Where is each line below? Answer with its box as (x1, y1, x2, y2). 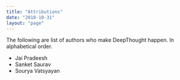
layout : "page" (6, 20, 44, 26)
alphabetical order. (6, 43, 53, 50)
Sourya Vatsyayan (14, 67, 60, 75)
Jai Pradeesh (14, 55, 48, 62)
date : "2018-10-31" (6, 14, 55, 20)
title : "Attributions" (6, 8, 63, 15)
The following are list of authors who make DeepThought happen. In (6, 37, 174, 44)
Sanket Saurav (14, 61, 51, 68)
